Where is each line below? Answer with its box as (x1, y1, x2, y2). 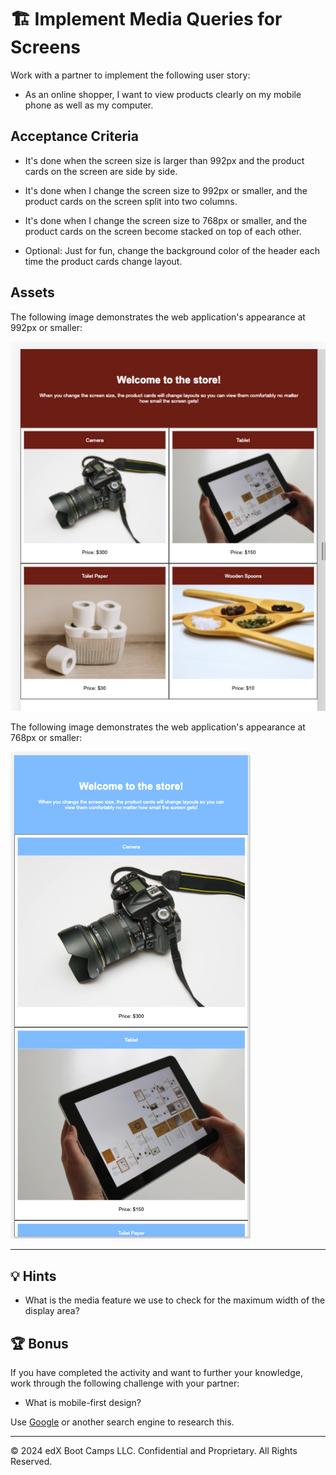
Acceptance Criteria (10, 128, 139, 145)
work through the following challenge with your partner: (10, 1377, 240, 1389)
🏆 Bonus (10, 1335, 69, 1352)
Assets (10, 284, 55, 301)
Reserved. (10, 1456, 53, 1467)
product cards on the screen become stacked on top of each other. (24, 225, 302, 237)
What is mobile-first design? (24, 1397, 142, 1408)
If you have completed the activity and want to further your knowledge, (10, 1367, 303, 1378)
